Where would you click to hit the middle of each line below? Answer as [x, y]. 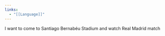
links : [11, 10]
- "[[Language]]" [27, 14]
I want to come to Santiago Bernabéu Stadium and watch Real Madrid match [82, 28]
